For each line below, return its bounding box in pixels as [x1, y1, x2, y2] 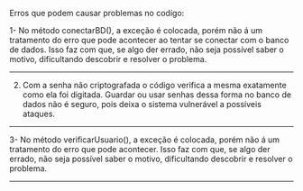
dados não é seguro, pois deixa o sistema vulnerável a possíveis [22, 99, 262, 109]
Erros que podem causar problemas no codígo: [9, 8, 185, 18]
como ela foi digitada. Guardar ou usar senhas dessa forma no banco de [22, 89, 291, 100]
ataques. [22, 108, 56, 119]
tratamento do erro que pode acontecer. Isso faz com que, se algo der [9, 144, 271, 154]
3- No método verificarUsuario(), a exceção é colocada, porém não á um [9, 134, 280, 145]
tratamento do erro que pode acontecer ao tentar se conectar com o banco [9, 35, 289, 45]
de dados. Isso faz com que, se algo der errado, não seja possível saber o [9, 44, 284, 55]
